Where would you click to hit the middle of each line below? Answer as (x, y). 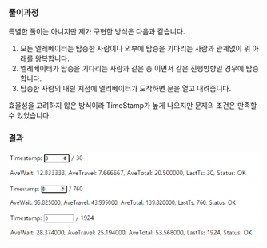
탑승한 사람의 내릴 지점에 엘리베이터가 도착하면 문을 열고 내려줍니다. (126, 89)
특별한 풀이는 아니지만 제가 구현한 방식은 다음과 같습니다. (97, 32)
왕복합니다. (52, 58)
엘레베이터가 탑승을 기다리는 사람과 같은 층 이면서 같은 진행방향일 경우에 (132, 69)
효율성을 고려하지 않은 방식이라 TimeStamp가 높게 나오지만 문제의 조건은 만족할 (133, 106)
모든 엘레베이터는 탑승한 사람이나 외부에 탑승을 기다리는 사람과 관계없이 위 (135, 49)
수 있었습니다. (30, 116)
